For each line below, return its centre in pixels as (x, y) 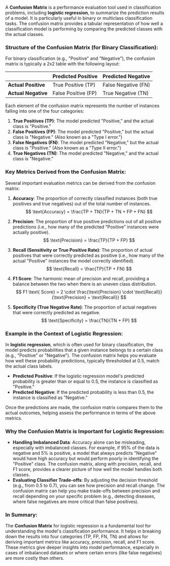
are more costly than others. (35, 558)
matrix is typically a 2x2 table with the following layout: (63, 64)
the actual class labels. (29, 366)
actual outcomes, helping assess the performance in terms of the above (80, 413)
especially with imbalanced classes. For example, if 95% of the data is (86, 448)
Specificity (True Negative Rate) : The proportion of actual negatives (84, 307)
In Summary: (22, 515)
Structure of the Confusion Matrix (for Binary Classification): (82, 47)
